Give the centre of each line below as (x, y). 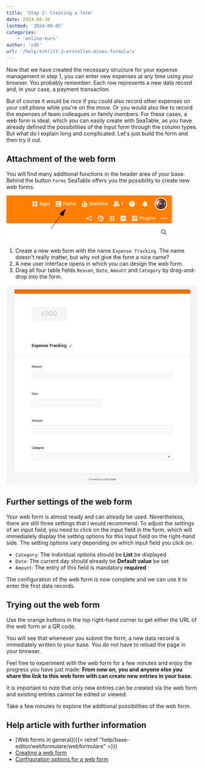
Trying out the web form (53, 605)
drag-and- (183, 270)
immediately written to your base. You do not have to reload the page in (96, 644)
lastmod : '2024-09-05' (35, 26)
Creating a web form (41, 753)
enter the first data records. (41, 586)
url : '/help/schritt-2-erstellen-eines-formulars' (72, 52)
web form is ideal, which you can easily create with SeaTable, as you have (99, 120)
